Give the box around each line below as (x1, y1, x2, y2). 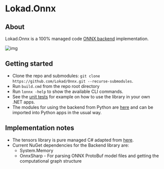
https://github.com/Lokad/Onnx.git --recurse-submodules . (12, 78, 133, 84)
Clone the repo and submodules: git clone (12, 73, 100, 79)
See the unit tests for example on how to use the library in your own (12, 93, 150, 99)
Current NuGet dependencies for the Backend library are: (12, 142, 129, 148)
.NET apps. (12, 99, 36, 105)
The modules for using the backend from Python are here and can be (12, 104, 154, 110)
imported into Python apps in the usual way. (12, 109, 102, 115)
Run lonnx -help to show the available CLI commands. (12, 88, 123, 94)
